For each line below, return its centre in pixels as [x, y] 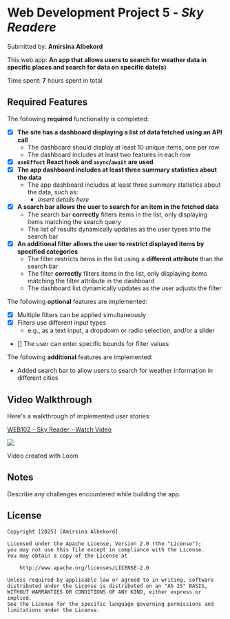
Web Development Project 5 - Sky [106, 13]
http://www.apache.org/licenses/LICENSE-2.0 [84, 568]
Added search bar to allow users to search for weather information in [115, 371]
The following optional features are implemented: [77, 302]
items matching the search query [74, 222]
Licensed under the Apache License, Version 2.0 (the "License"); [104, 544]
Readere [32, 27]
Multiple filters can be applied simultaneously [82, 315]
